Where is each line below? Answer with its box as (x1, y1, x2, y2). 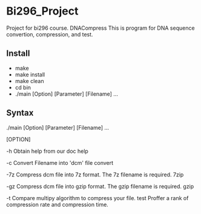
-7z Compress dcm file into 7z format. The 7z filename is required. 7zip (6, 171, 184, 178)
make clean (15, 77, 44, 84)
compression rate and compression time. (6, 201, 109, 208)
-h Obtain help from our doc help (6, 147, 89, 155)
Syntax (6, 108, 34, 118)
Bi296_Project (6, 4, 79, 18)
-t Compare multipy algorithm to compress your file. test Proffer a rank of (6, 194, 189, 201)
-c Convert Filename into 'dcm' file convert (6, 159, 114, 166)
